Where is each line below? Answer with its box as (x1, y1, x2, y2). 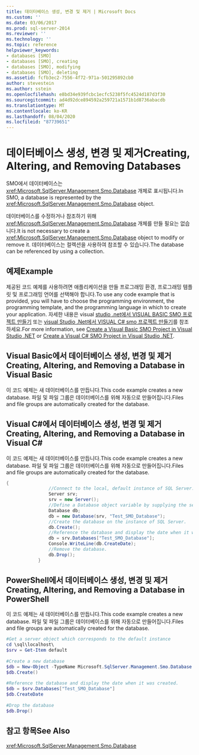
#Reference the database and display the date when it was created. (6, 680, 179, 686)
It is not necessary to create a (17, 227, 90, 234)
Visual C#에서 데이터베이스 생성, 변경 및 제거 (6, 419, 162, 429)
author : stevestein (6, 81, 54, 87)
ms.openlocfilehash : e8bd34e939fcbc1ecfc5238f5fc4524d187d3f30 (6, 91, 166, 97)
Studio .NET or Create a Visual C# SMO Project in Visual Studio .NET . (6, 332, 175, 339)
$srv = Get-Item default (6, 648, 68, 654)
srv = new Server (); (48, 497, 99, 503)
